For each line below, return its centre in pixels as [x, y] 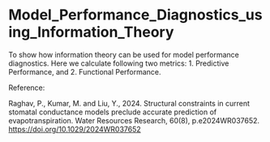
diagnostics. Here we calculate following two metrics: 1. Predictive [119, 63]
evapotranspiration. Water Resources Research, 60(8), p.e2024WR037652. [134, 120]
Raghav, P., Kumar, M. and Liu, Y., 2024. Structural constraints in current [129, 103]
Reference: [27, 88]
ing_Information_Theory [91, 32]
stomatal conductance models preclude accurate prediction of [113, 112]
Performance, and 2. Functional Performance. [85, 71]
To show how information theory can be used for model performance [124, 54]
